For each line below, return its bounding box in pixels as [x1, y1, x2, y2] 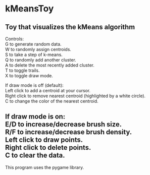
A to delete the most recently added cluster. [5, 62, 95, 68]
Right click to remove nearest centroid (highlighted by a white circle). [5, 93, 146, 99]
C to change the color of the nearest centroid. [5, 98, 99, 104]
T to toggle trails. [5, 67, 40, 73]
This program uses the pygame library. [5, 164, 84, 170]
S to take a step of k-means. [5, 52, 63, 58]
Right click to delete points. [5, 143, 92, 152]
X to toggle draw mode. [5, 73, 53, 78]
